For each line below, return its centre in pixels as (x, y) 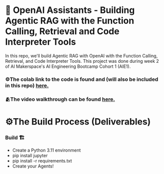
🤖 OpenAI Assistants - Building (70, 10)
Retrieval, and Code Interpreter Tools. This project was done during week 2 (82, 61)
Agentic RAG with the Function (70, 21)
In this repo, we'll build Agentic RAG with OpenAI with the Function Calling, (82, 56)
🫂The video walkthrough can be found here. (60, 99)
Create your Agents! (33, 166)
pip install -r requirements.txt (42, 161)
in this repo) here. (27, 85)
